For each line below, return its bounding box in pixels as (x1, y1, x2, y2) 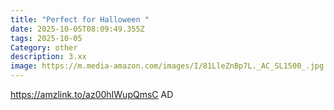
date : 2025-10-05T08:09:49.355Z (10, 24, 145, 34)
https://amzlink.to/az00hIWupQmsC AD (10, 89, 174, 100)
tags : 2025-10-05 (10, 33, 83, 43)
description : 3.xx (10, 52, 87, 62)
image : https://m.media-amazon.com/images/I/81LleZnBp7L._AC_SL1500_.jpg (10, 61, 325, 71)
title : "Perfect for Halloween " (10, 14, 150, 25)
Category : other (10, 42, 78, 53)
